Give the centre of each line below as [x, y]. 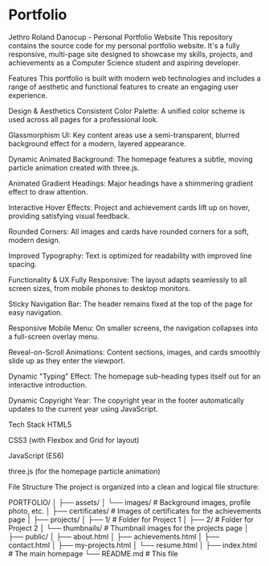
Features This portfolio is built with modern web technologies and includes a [134, 78]
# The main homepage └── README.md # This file [94, 553]
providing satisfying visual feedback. [69, 215]
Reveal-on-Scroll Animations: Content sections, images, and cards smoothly [134, 352]
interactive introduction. [48, 384]
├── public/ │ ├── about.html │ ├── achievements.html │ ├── [114, 536]
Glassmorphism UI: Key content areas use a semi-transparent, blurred [124, 135]
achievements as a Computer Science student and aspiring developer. [124, 63]
